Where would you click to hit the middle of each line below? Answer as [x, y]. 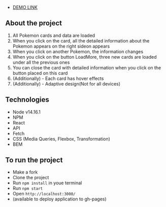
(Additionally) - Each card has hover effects [58, 78]
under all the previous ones [41, 62]
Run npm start [28, 188]
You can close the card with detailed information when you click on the [87, 67]
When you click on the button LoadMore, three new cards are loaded [85, 57]
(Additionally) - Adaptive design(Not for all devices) [67, 84]
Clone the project [31, 178]
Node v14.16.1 [26, 112]
